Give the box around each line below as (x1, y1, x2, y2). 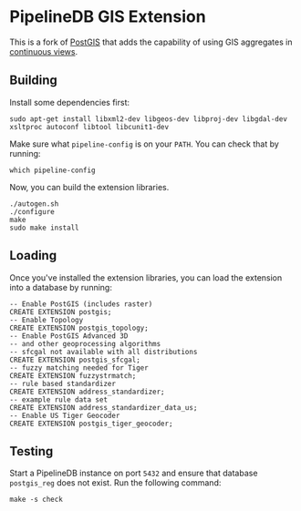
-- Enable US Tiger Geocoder (9, 411, 120, 420)
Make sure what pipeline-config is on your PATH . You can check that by (9, 138, 280, 149)
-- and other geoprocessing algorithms (9, 339, 161, 348)
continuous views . (9, 46, 78, 56)
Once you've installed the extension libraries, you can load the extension (9, 271, 283, 283)
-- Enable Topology (9, 315, 84, 324)
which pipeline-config (9, 166, 96, 175)
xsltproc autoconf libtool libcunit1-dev (9, 122, 170, 131)
